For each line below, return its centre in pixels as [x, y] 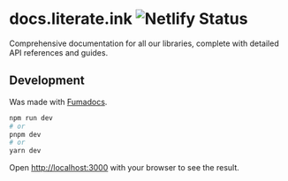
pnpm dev [25, 134]
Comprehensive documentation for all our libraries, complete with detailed [144, 43]
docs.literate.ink [71, 19]
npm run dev [31, 118]
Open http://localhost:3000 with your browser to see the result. [125, 168]
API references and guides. [59, 52]
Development [47, 81]
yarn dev [25, 151]
